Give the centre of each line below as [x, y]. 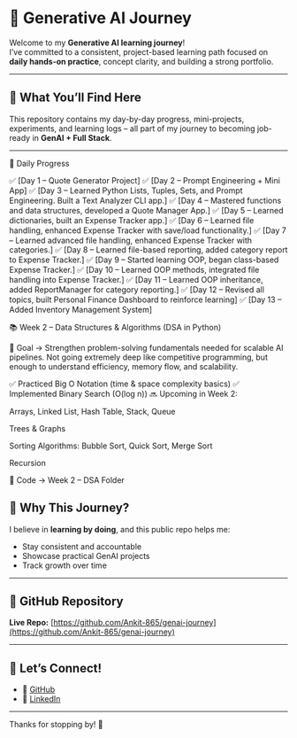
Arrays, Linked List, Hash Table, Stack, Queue [92, 411]
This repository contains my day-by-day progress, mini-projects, [127, 119]
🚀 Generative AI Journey [100, 18]
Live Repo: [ [32, 623]
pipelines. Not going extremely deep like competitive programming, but [138, 357]
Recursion [27, 462]
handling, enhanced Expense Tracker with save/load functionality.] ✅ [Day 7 [148, 230]
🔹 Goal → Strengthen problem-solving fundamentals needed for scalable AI [146, 347]
